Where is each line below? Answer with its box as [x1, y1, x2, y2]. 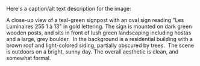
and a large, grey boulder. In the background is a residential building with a [6, 36, 193, 42]
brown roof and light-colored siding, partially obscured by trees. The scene [6, 42, 195, 49]
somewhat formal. [6, 55, 51, 61]
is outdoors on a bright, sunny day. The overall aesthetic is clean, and [6, 48, 179, 55]
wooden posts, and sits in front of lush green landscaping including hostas [6, 29, 192, 36]
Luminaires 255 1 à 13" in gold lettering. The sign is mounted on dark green [6, 23, 192, 30]
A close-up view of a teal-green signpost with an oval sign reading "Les [6, 17, 184, 23]
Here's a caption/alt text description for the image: [6, 5, 131, 12]
